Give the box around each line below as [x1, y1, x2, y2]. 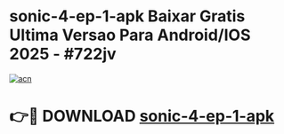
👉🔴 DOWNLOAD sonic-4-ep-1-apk [9, 106, 275, 126]
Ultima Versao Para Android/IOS [9, 25, 251, 45]
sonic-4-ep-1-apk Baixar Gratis [9, 6, 246, 27]
